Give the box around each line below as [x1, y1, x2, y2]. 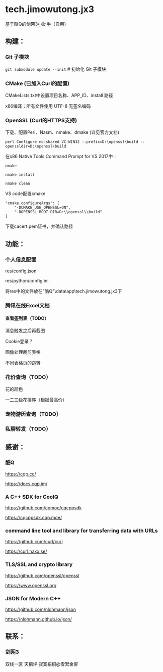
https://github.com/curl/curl [5, 539, 63, 545]
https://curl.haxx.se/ [5, 548, 47, 554]
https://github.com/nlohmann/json [5, 606, 76, 612]
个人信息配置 [5, 256, 37, 263]
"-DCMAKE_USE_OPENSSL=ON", [14, 205, 71, 210]
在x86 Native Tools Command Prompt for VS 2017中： [5, 153, 117, 160]
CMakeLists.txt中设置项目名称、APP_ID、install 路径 [5, 92, 113, 98]
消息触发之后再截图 [5, 327, 45, 334]
